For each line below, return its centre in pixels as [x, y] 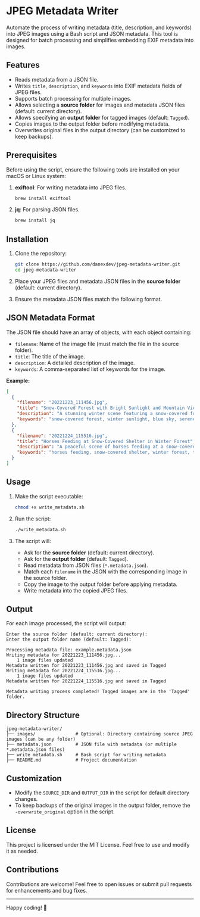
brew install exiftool [43, 198]
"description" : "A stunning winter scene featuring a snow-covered [102, 414]
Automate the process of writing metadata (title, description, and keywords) [99, 27]
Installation [27, 239]
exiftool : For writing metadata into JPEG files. [71, 187]
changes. [26, 799]
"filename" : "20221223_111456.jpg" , [62, 403]
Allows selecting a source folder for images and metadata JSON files [100, 105]
